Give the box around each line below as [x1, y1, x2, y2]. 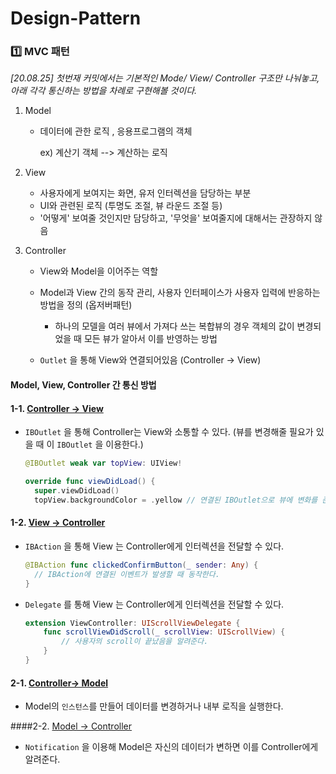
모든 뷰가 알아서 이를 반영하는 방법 [83, 333, 218, 345]
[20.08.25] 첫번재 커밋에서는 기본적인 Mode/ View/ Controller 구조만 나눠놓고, [10, 72, 320, 84]
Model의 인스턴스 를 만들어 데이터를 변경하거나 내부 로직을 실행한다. [24, 700, 284, 712]
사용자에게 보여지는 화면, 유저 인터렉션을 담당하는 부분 [39, 187, 252, 199]
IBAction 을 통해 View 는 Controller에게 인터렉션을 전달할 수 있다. [24, 540, 285, 552]
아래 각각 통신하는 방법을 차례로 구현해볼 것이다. [10, 85, 198, 97]
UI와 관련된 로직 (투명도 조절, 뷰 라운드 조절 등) [39, 200, 223, 212]
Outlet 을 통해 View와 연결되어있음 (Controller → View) [39, 354, 262, 366]
